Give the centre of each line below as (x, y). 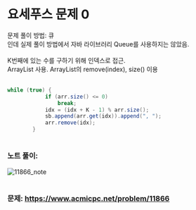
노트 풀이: (23, 156)
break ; (67, 103)
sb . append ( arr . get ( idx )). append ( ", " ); (103, 116)
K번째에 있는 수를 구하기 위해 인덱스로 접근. (66, 60)
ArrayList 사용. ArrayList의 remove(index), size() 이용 (83, 69)
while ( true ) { (30, 90)
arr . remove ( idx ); (70, 123)
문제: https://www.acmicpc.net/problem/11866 (89, 198)
